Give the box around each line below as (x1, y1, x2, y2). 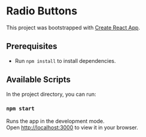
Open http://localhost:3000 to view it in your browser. (6, 124, 139, 131)
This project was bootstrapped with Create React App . (6, 24, 141, 31)
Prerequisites (6, 41, 57, 51)
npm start (6, 105, 35, 112)
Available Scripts (6, 75, 71, 85)
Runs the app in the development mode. (6, 117, 105, 124)
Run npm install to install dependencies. (14, 57, 116, 64)
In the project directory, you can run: (6, 90, 96, 98)
